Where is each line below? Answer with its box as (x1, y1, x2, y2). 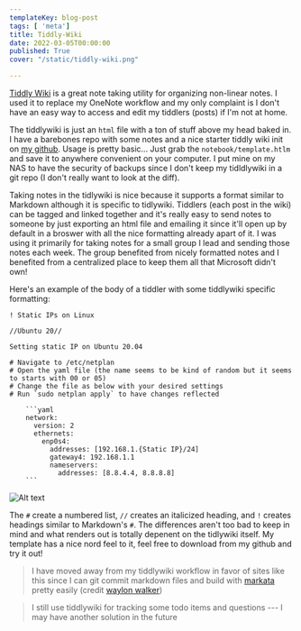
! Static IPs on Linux (9, 311, 95, 320)
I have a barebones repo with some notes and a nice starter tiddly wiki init (9, 134, 284, 144)
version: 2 (32, 421, 75, 430)
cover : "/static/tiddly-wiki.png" (9, 55, 140, 64)
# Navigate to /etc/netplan (9, 358, 115, 367)
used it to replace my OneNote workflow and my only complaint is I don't (9, 97, 280, 108)
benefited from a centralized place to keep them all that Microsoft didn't (9, 257, 277, 267)
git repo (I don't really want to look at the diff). (9, 172, 180, 183)
